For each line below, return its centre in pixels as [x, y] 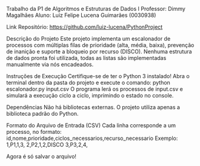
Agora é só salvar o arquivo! [42, 156]
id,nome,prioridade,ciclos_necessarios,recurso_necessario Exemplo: [92, 138]
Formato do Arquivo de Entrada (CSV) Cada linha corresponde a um [91, 125]
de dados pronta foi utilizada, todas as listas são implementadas [86, 58]
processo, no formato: [34, 132]
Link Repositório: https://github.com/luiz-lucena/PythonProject [85, 27]
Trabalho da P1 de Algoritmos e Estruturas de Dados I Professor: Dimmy [96, 9]
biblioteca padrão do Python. [42, 114]
